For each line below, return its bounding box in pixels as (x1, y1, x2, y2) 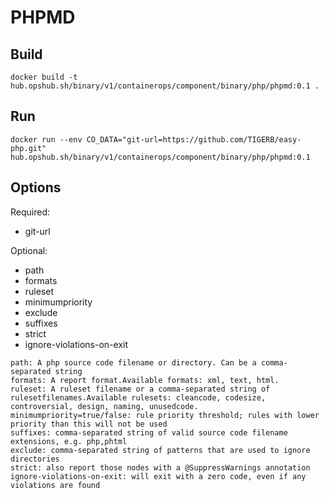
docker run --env (10, 134, 83, 145)
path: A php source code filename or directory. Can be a (10, 357, 257, 368)
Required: (10, 206, 51, 218)
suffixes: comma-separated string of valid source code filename (10, 427, 288, 438)
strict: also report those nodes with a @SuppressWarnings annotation (10, 462, 311, 473)
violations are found (10, 480, 101, 490)
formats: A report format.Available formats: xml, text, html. (10, 375, 280, 385)
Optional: (10, 244, 48, 256)
